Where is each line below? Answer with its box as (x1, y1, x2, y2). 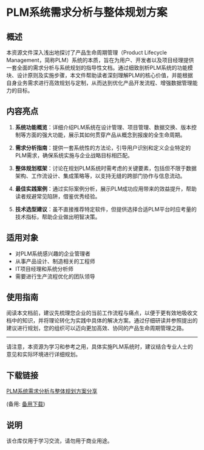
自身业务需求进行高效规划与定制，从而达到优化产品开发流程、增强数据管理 (6, 80, 192, 86)
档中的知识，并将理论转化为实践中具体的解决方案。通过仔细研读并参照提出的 (6, 317, 198, 324)
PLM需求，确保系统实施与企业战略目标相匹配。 (15, 151, 134, 159)
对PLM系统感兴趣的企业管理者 (15, 250, 91, 257)
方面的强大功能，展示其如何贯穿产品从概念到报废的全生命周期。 (25, 131, 186, 138)
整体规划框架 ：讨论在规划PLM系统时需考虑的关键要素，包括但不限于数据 (15, 165, 197, 172)
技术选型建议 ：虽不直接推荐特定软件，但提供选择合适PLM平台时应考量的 (15, 205, 197, 213)
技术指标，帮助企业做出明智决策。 (15, 213, 101, 220)
